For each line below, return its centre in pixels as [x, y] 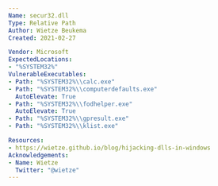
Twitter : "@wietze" [48, 170]
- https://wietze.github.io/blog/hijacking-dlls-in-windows [110, 148]
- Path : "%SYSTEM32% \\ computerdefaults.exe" [83, 89]
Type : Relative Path [42, 23]
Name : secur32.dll [38, 15]
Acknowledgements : [38, 155]
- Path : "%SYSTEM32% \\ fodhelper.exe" [71, 104]
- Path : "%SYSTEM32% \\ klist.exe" [63, 126]
